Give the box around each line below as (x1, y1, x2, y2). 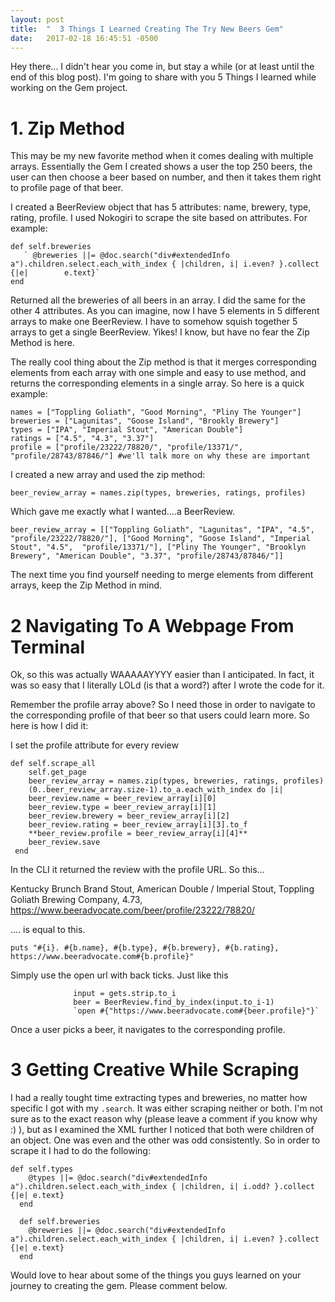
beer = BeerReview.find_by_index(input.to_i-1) (73, 997, 275, 1008)
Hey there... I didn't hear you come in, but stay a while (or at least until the (10, 61, 315, 73)
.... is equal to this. (10, 924, 86, 936)
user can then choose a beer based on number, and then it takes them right (10, 171, 322, 183)
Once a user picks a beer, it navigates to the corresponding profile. (10, 1024, 286, 1036)
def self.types (10, 1164, 74, 1175)
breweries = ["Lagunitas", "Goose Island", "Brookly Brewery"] (10, 416, 280, 426)
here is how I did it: (10, 720, 89, 732)
